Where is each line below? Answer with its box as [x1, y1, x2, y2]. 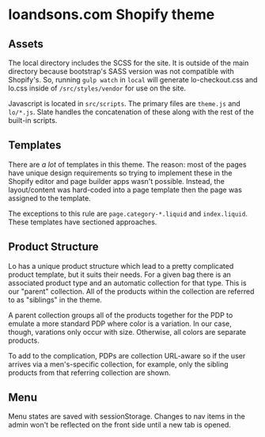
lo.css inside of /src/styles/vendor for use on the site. [8, 83, 187, 93]
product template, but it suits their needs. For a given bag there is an [8, 270, 232, 279]
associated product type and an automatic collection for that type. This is [8, 278, 247, 287]
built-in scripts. [8, 116, 58, 125]
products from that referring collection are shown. [8, 367, 172, 378]
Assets [8, 37, 44, 51]
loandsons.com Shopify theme [8, 6, 215, 24]
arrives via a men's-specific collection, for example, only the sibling [8, 359, 229, 369]
